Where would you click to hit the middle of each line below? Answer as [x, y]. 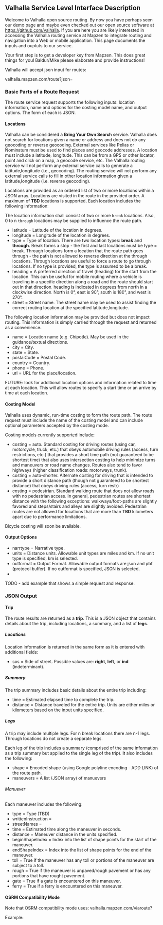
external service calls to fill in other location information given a [69, 176]
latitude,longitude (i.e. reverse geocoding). [48, 181]
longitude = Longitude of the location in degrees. [61, 235]
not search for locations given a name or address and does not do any [75, 140]
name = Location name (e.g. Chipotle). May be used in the [70, 337]
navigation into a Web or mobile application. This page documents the [75, 40]
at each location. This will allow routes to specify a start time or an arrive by [81, 388]
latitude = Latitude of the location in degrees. [57, 230]
